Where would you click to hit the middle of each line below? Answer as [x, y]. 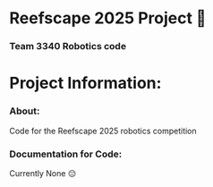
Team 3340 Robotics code [68, 47]
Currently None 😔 [43, 173]
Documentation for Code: [66, 154]
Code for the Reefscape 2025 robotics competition [103, 131]
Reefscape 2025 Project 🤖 [108, 18]
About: [25, 111]
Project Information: [85, 83]
